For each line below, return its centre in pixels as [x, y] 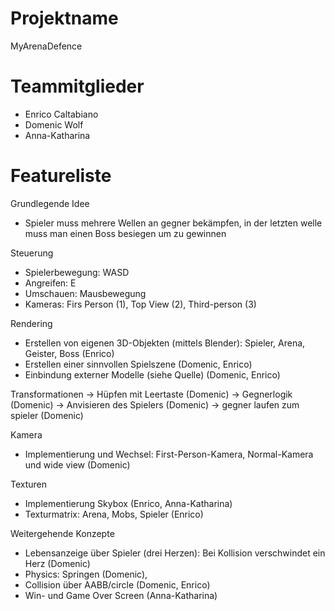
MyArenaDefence [46, 46]
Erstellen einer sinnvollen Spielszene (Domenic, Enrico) [138, 364]
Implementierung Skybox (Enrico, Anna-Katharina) [128, 503]
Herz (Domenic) [57, 563]
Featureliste [61, 176]
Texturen [29, 484]
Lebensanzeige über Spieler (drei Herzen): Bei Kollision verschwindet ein [175, 553]
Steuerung [32, 253]
